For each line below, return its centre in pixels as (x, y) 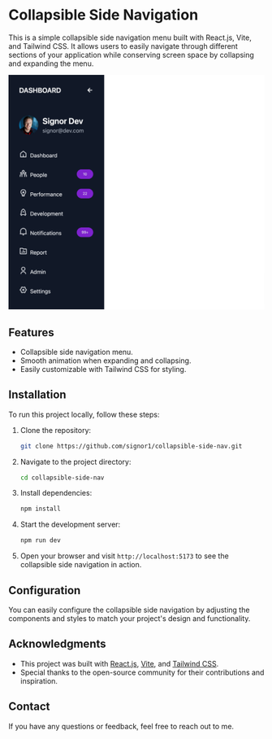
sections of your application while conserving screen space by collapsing (131, 55)
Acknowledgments (58, 644)
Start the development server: (70, 525)
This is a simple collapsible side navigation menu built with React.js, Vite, (130, 37)
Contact (29, 707)
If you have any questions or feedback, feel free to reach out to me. (121, 726)
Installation (37, 395)
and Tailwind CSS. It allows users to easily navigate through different (123, 46)
